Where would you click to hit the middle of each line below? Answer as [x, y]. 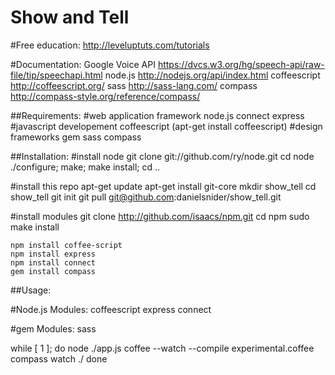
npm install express [53, 254]
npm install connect [53, 262]
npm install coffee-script [66, 245]
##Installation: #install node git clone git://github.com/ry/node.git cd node [162, 156]
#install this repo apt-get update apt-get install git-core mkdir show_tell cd [163, 186]
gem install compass [53, 271]
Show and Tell [70, 17]
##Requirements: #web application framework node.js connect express [157, 115]
